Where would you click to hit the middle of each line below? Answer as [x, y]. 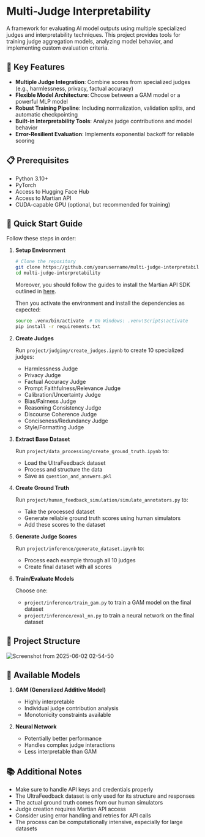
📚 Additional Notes [44, 772]
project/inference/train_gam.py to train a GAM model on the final [108, 602]
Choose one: [31, 590]
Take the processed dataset [59, 511]
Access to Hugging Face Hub [52, 191]
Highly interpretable [49, 702]
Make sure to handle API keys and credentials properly [84, 790]
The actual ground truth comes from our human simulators [89, 803]
